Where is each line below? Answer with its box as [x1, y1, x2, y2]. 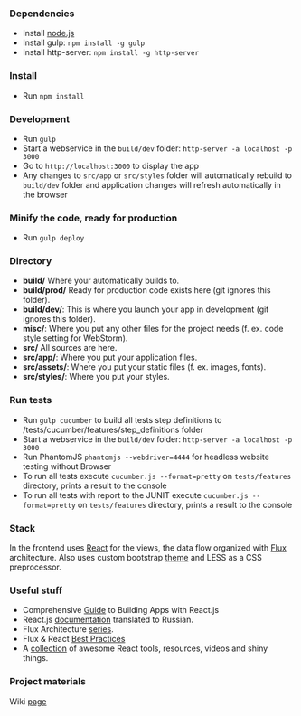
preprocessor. [9, 561, 61, 572]
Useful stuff [9, 584, 63, 597]
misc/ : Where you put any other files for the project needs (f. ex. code [22, 324, 284, 334]
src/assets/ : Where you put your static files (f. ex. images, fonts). [22, 362, 267, 372]
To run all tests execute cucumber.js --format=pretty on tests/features [22, 470, 292, 481]
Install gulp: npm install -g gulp [22, 37, 146, 48]
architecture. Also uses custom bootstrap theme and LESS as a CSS [9, 552, 262, 563]
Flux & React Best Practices [22, 634, 126, 645]
